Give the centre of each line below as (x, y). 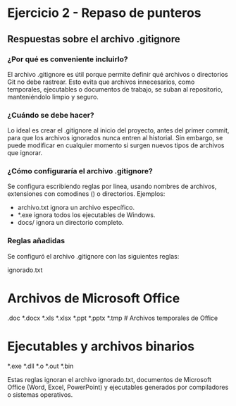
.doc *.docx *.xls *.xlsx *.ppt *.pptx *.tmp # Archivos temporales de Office (113, 318)
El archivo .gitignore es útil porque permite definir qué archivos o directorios (118, 74)
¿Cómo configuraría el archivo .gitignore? (80, 171)
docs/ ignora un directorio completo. (71, 223)
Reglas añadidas (36, 241)
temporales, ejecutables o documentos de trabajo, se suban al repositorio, (115, 89)
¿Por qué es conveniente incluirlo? (68, 59)
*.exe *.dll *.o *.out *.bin (41, 366)
